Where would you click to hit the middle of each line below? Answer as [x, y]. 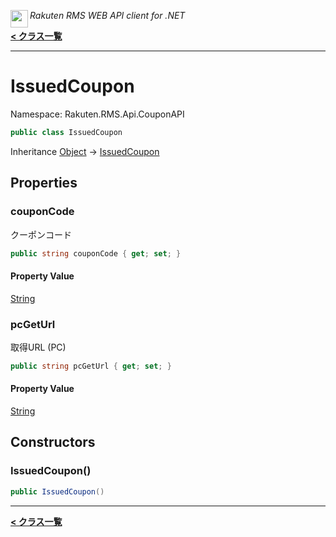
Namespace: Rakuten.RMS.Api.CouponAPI [97, 114]
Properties [44, 183]
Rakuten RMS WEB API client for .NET [107, 15]
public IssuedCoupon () [57, 491]
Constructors [53, 442]
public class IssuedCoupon [66, 132]
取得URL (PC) [38, 347]
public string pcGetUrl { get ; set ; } [91, 366]
